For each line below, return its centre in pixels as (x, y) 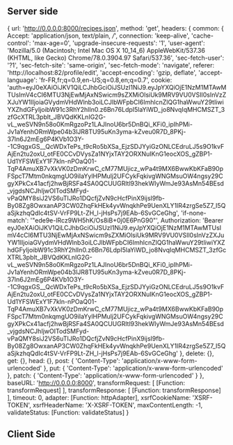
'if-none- (193, 213)
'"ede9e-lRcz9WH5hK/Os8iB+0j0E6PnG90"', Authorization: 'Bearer (127, 220)
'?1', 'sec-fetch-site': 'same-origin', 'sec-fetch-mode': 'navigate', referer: (111, 65)
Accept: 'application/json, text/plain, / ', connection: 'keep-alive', (98, 35)
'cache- (202, 35)
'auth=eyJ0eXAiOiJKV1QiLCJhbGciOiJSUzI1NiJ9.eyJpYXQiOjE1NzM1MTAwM (117, 87)
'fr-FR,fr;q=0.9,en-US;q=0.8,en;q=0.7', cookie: (105, 80)
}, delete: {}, (197, 353)
